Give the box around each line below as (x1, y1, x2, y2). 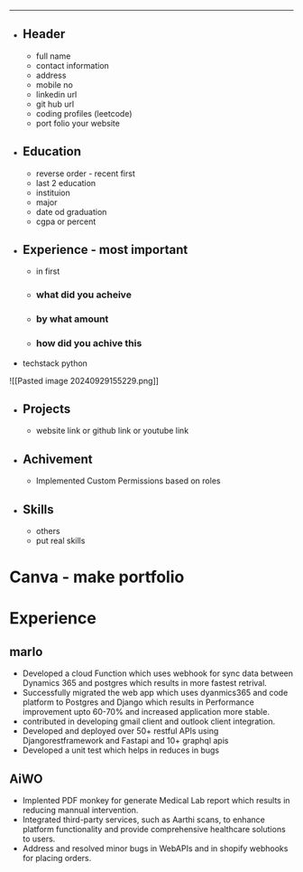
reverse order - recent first (35, 168, 135, 179)
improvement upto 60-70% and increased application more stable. (22, 707, 271, 717)
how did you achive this (35, 337, 142, 350)
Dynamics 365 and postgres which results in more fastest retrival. (22, 678, 268, 689)
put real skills (35, 535, 86, 547)
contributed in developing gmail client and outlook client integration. (22, 716, 276, 727)
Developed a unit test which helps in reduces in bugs (22, 745, 219, 755)
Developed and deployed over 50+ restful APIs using (22, 726, 219, 736)
